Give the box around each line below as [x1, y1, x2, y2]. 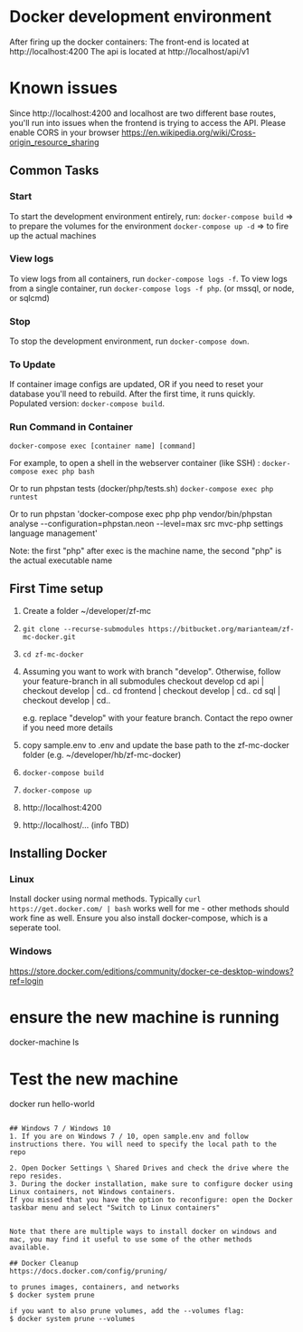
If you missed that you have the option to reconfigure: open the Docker [9, 1195, 294, 1205]
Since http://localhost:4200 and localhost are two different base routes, [9, 107, 276, 119]
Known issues [9, 78, 118, 99]
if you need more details [22, 722, 113, 733]
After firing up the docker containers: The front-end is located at [9, 36, 250, 47]
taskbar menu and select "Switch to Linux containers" [9, 1203, 221, 1212]
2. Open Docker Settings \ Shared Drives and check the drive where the [9, 1163, 289, 1173]
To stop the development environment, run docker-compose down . [9, 335, 251, 346]
